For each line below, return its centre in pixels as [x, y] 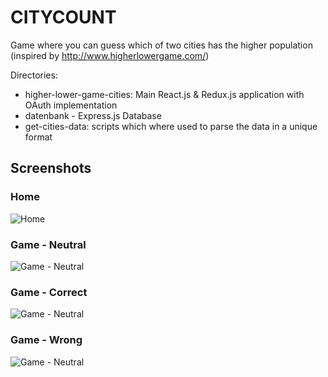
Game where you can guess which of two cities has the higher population [161, 45]
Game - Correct [49, 292]
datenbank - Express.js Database [93, 115]
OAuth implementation [71, 105]
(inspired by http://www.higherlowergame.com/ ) [110, 55]
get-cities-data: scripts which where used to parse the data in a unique [171, 126]
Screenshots [51, 168]
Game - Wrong [46, 340]
